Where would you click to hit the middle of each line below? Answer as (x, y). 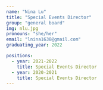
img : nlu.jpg (22, 28)
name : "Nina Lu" (26, 12)
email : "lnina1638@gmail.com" (44, 39)
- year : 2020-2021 (35, 72)
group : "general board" (36, 23)
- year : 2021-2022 (35, 61)
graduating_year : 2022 (34, 45)
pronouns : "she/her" (32, 34)
